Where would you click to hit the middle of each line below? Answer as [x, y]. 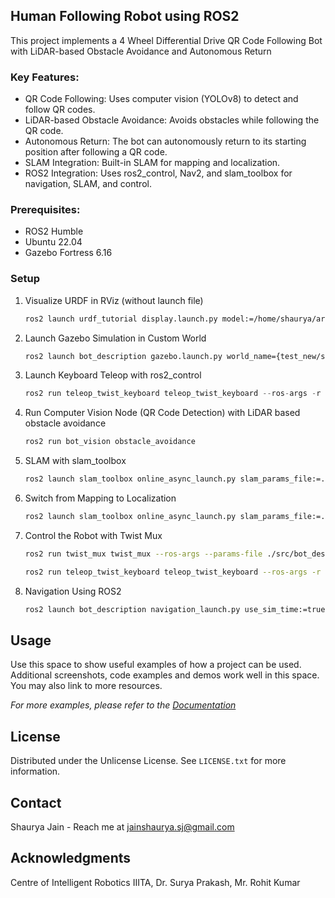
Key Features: [45, 77]
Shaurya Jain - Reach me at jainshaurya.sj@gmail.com [122, 827]
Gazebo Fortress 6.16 [68, 253]
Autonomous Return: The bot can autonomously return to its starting [165, 141]
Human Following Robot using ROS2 [125, 16]
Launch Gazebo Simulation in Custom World [115, 338]
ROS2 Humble [54, 231]
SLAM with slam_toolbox [75, 461]
